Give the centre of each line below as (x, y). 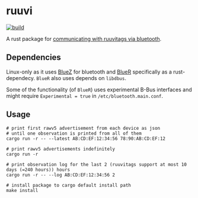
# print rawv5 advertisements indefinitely (61, 149)
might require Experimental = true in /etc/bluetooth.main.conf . (85, 95)
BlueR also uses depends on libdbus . (81, 78)
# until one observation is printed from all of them (74, 133)
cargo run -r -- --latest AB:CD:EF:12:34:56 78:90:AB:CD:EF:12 (86, 138)
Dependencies (33, 58)
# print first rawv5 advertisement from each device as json (83, 128)
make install (22, 190)
